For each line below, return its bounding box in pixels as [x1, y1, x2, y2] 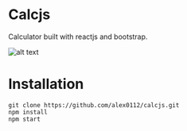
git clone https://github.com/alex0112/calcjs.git [8, 101, 180, 109]
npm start [8, 115, 41, 123]
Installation [8, 75, 84, 93]
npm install [8, 108, 48, 116]
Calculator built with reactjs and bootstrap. [8, 32, 148, 41]
